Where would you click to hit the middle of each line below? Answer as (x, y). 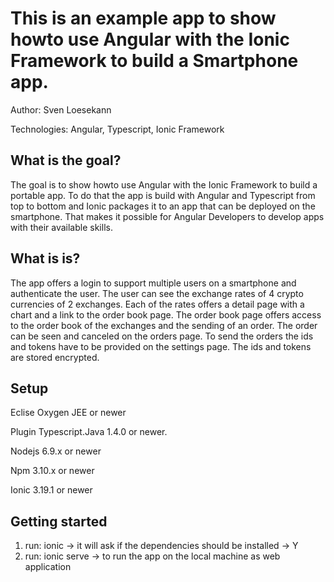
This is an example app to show (143, 18)
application (48, 567)
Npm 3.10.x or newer (52, 471)
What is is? (45, 258)
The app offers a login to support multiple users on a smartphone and (153, 283)
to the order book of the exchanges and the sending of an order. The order (164, 325)
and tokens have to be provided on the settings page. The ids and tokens (161, 346)
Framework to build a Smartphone (154, 61)
